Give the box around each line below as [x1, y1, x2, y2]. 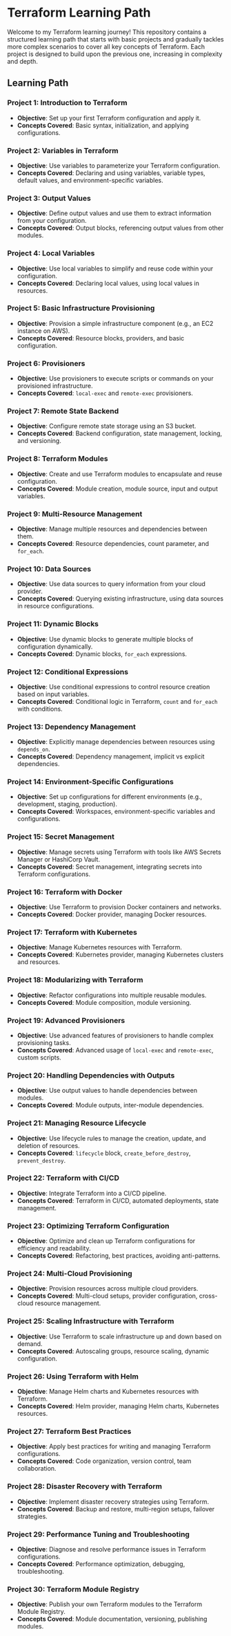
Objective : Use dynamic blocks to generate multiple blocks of [17, 635, 194, 643]
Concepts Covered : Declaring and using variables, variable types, [17, 168, 205, 177]
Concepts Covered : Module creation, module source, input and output [17, 484, 219, 493]
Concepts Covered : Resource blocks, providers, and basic [17, 334, 185, 342]
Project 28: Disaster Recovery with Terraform [7, 1482, 163, 1491]
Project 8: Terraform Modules [7, 454, 108, 464]
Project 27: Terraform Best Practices [7, 1426, 132, 1436]
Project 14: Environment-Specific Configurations [7, 777, 174, 787]
